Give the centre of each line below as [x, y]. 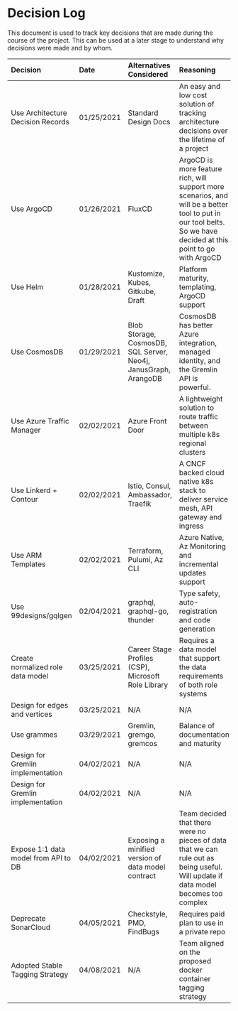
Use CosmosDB [37, 352]
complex [193, 902]
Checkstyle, [148, 914]
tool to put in [200, 213]
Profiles [141, 658]
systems [193, 693]
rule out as [197, 858]
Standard [143, 113]
